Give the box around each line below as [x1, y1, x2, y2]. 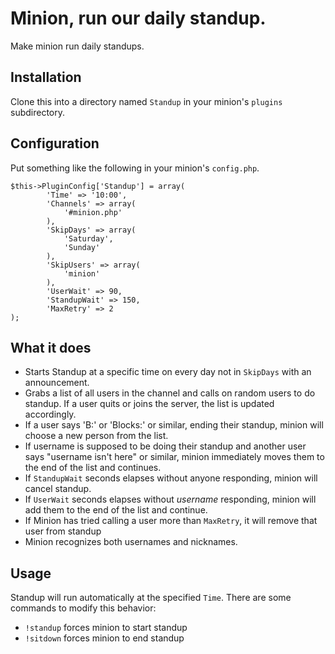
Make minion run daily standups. [10, 40, 145, 52]
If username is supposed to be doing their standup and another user [24, 440, 307, 452]
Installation [10, 69, 82, 86]
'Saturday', [63, 233, 114, 244]
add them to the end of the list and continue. [24, 504, 208, 516]
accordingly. [24, 408, 77, 421]
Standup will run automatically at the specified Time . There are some [10, 592, 292, 604]
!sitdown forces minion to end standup [24, 632, 185, 644]
